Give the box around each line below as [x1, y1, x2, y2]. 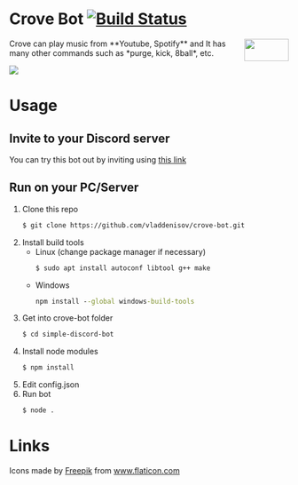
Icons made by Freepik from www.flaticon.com [9, 465, 180, 475]
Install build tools [21, 236, 84, 248]
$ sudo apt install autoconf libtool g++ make [35, 263, 211, 273]
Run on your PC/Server [9, 180, 139, 195]
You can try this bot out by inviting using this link [9, 154, 187, 164]
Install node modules [21, 346, 99, 357]
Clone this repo [21, 203, 78, 214]
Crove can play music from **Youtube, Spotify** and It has [9, 38, 226, 49]
